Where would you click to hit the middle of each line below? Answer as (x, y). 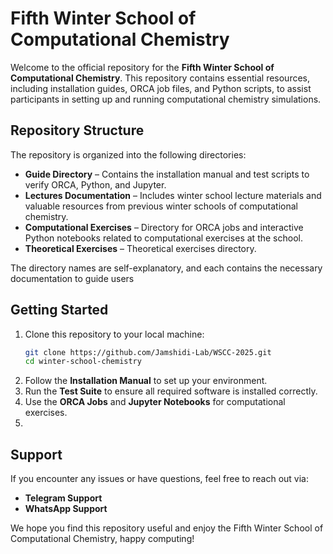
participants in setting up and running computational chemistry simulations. (166, 99)
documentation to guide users (72, 278)
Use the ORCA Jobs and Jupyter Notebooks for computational (155, 402)
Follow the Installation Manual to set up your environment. (146, 381)
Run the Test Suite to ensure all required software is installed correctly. (171, 391)
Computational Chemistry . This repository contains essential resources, (160, 78)
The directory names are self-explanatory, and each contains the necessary (166, 268)
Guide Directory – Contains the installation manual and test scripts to (167, 174)
